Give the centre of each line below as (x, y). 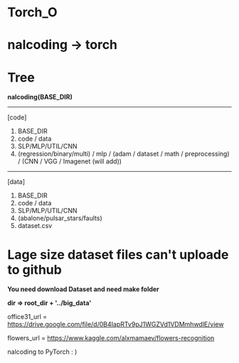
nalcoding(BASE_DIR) (40, 97)
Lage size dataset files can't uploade (118, 255)
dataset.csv (35, 226)
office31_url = (27, 317)
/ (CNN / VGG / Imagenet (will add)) (70, 161)
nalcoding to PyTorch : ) (42, 352)
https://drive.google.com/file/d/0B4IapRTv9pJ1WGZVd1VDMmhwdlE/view (116, 325)
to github (34, 270)
